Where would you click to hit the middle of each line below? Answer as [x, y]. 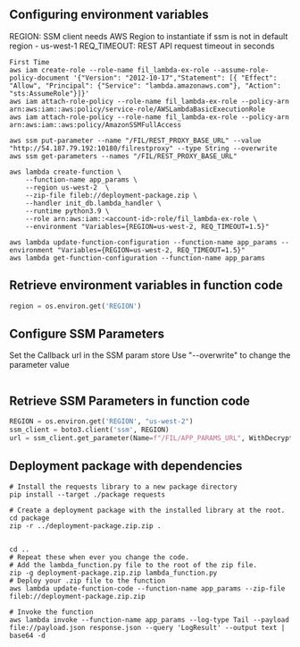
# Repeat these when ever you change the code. [100, 557]
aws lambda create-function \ [66, 172]
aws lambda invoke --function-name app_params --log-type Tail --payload [150, 620]
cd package [29, 518]
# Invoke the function [51, 612]
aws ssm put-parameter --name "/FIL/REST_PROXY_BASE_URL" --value [135, 140]
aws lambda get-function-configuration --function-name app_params [137, 258]
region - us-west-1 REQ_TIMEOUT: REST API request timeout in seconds [142, 46]
